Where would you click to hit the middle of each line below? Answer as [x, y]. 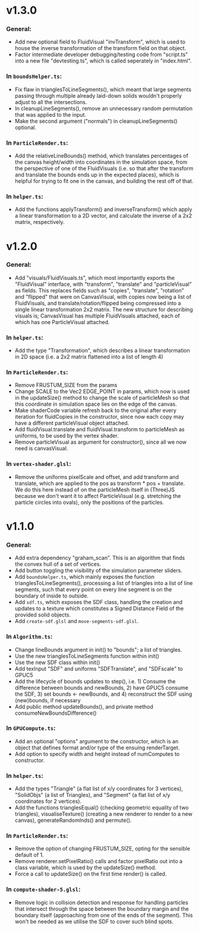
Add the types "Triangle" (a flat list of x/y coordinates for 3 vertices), [99, 789]
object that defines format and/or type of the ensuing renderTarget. [97, 748]
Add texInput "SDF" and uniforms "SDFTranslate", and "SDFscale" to [99, 668]
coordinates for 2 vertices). [48, 801]
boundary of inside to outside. [52, 596]
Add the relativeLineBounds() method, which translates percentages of [102, 156]
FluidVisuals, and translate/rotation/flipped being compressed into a [98, 303]
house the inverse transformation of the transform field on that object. [100, 48]
